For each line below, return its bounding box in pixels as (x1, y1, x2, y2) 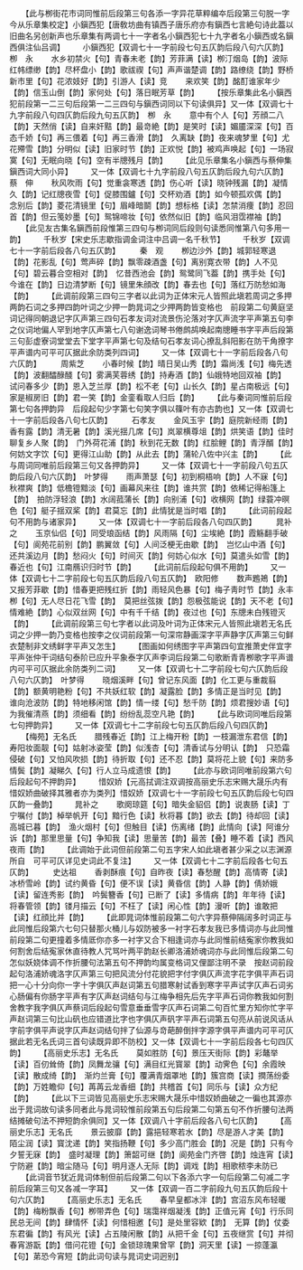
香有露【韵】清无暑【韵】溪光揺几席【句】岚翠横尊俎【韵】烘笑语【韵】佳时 (9, 426, 294, 437)
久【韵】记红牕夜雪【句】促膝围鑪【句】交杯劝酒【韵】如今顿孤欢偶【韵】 (9, 189, 282, 199)
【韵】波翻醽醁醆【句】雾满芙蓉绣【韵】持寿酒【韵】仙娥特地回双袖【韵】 (9, 370, 282, 380)
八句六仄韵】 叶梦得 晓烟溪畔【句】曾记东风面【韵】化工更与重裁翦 (9, 674, 277, 685)
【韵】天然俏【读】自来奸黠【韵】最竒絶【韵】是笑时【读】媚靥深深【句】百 (9, 121, 294, 131)
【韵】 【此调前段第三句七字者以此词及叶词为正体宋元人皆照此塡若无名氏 (9, 618, 292, 628)
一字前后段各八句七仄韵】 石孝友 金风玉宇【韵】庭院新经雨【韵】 (16, 415, 292, 425)
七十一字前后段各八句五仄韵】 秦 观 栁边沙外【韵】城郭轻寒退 (9, 245, 277, 256)
